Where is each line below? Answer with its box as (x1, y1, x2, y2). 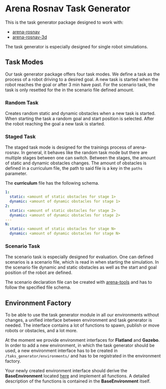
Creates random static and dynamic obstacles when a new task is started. (5, 111, 156, 117)
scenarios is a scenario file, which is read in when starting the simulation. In (5, 259, 159, 265)
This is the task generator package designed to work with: (5, 19, 124, 25)
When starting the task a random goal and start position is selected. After (5, 116, 154, 121)
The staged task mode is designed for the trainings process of (5, 144, 132, 151)
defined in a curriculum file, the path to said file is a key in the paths (5, 165, 143, 171)
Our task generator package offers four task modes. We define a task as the (5, 71, 160, 77)
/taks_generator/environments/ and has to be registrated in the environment (5, 353, 161, 359)
